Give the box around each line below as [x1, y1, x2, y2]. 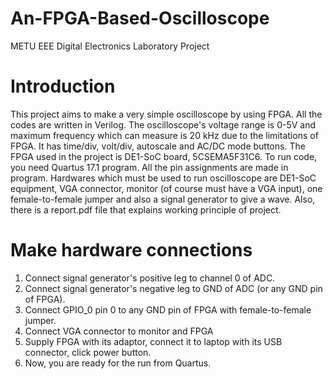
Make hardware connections [10, 239, 253, 262]
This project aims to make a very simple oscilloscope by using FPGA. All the [10, 108, 323, 120]
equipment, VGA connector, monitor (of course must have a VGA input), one [10, 182, 323, 194]
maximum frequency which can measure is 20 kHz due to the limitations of [10, 129, 319, 141]
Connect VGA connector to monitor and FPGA [24, 325, 214, 337]
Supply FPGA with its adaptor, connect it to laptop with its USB [24, 335, 283, 347]
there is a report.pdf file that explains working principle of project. [10, 203, 282, 216]
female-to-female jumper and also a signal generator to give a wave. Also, [10, 193, 316, 205]
